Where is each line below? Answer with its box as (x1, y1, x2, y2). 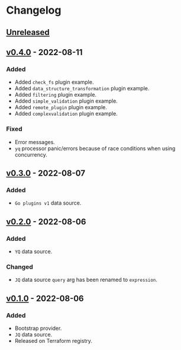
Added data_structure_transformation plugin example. (14, 85, 150, 92)
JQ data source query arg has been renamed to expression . (14, 276, 158, 284)
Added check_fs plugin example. (14, 78, 94, 86)
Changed (6, 262, 34, 271)
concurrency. (14, 151, 47, 158)
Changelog (6, 4, 62, 17)
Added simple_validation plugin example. (14, 97, 118, 104)
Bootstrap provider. (14, 324, 62, 332)
